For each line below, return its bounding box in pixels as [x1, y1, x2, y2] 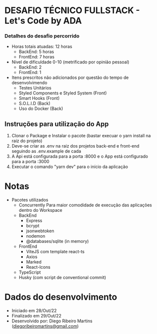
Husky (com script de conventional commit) [18, 275, 106, 280]
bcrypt [26, 223, 40, 229]
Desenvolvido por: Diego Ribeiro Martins [11, 318, 93, 324]
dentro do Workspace [18, 207, 63, 213]
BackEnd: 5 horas [18, 49, 54, 55]
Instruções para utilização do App [4, 120, 109, 128]
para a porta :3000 [11, 159, 49, 165]
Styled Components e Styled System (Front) [18, 90, 107, 96]
